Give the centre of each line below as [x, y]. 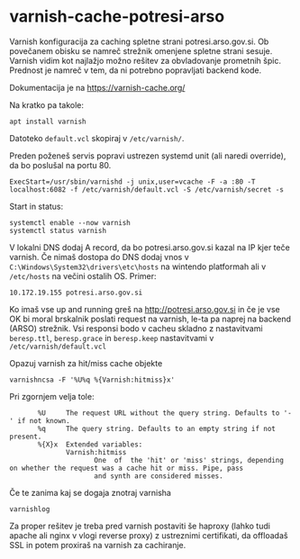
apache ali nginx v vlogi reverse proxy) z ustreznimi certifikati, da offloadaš [149, 535]
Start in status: [36, 206]
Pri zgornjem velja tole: [52, 396]
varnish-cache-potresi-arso [117, 17]
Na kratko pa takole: [46, 104]
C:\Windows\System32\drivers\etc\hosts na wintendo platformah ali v [138, 266]
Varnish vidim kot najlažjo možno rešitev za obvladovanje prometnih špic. [145, 60]
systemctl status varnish [58, 230]
